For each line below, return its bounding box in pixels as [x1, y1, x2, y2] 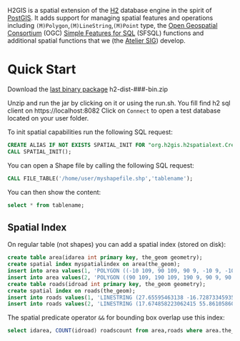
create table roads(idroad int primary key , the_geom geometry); [7, 280, 206, 287]
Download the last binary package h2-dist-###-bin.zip [7, 85, 168, 93]
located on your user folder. [7, 113, 89, 122]
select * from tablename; [7, 201, 84, 209]
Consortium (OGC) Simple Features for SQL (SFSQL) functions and [7, 29, 204, 37]
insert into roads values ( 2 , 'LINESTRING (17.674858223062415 [7, 300, 196, 307]
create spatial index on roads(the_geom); [7, 287, 136, 295]
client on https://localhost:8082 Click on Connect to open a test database [7, 106, 221, 115]
